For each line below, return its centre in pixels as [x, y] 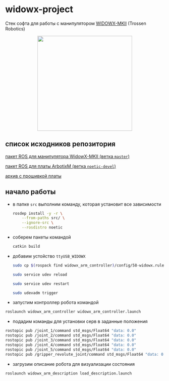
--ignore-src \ [38, 223]
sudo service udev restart [41, 284]
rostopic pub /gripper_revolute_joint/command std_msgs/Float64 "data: [82, 354]
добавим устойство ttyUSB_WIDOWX [49, 256]
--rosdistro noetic [42, 227]
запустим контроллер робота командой [55, 302]
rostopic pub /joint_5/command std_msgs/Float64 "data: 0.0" [71, 350]
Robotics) [15, 28]
